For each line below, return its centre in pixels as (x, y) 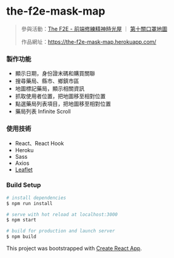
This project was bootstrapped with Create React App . (74, 248)
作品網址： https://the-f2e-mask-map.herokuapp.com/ (89, 41)
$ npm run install (29, 203)
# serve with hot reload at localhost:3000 (62, 214)
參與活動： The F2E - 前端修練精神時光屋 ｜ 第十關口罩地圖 (94, 29)
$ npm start (21, 220)
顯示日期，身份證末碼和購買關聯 (55, 74)
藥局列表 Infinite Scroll (43, 111)
